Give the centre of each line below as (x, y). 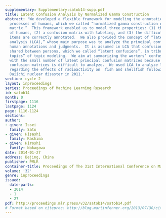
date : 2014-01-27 (23, 153)
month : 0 (14, 97)
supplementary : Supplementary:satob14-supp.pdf (55, 10)
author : (13, 120)
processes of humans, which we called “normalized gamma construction (84, 24)
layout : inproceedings (28, 83)
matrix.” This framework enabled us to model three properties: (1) (83, 28)
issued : (13, 180)
